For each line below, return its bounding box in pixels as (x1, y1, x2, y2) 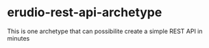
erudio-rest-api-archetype (7, 5, 162, 20)
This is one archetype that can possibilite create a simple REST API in (7, 27, 204, 35)
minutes (7, 34, 30, 42)
